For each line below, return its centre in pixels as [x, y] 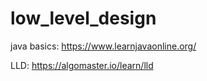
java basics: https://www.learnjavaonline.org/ [103, 46]
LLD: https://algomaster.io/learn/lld [82, 65]
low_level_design [83, 18]
